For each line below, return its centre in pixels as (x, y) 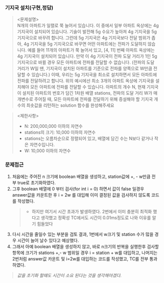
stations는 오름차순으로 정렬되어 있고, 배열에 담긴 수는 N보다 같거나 (89, 139)
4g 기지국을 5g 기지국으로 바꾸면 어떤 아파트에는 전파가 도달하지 (85, 44)
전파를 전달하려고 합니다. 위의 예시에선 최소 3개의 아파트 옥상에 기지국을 (86, 81)
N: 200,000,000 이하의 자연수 (54, 126)
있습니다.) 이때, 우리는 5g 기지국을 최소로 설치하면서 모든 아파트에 (94, 75)
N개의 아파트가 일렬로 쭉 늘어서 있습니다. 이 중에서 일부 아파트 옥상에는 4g (88, 26)
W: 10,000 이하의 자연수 (47, 151)
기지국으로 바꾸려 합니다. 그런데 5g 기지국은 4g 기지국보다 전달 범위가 (84, 38)
